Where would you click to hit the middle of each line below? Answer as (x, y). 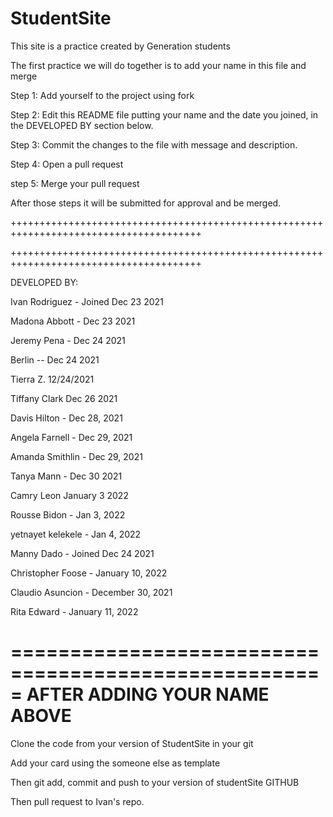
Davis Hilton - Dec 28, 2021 (66, 418)
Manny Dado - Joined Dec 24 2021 (82, 553)
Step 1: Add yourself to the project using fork (102, 95)
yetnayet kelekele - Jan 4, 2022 (76, 534)
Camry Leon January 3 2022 (69, 495)
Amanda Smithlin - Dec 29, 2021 (76, 456)
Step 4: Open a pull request (67, 164)
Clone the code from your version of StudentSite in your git (132, 743)
